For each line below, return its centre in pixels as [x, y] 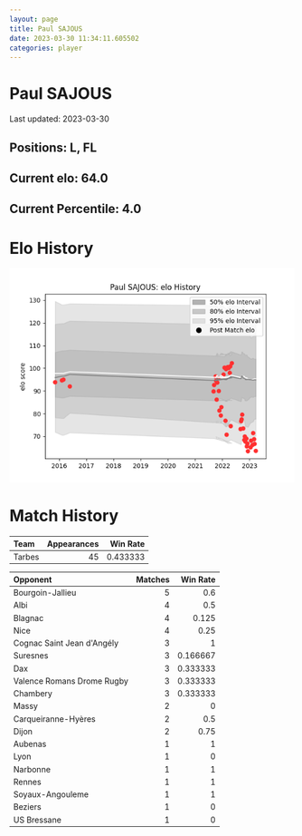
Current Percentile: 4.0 [75, 209]
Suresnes [31, 656]
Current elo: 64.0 [59, 178]
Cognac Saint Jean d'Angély [66, 643]
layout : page [34, 19]
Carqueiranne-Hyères [55, 719]
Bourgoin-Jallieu [45, 593]
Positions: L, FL [53, 147]
